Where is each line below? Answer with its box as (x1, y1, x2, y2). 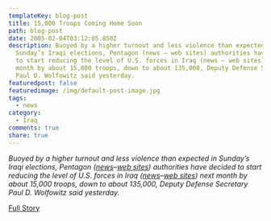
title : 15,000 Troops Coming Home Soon (8, 19, 143, 27)
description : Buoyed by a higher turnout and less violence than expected (8, 42, 265, 50)
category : (8, 109, 42, 117)
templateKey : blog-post (8, 11, 89, 20)
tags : (8, 94, 27, 102)
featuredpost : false (8, 79, 78, 87)
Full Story (8, 203, 40, 213)
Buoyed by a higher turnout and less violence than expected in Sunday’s (8, 153, 250, 163)
